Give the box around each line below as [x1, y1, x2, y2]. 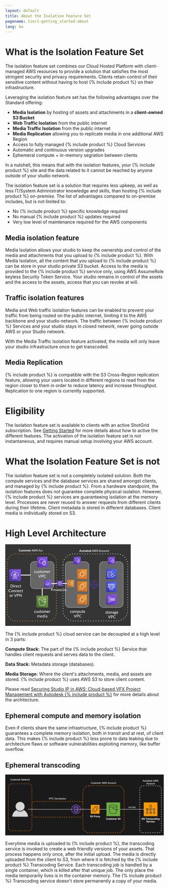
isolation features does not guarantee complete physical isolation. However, [5, 488, 162, 494]
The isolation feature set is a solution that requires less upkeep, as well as [5, 182, 158, 188]
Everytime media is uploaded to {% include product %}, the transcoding [5, 841, 154, 847]
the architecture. [5, 697, 40, 703]
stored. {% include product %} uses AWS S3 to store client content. [5, 676, 145, 682]
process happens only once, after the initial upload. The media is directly [5, 851, 156, 857]
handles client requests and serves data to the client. [5, 652, 115, 658]
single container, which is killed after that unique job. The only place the [5, 867, 154, 873]
